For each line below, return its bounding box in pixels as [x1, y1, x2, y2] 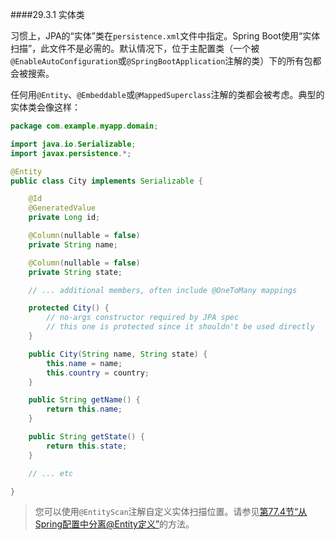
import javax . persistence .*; [10, 148, 132, 158]
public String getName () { [28, 395, 141, 405]
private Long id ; [28, 213, 101, 223]
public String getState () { [28, 432, 145, 442]
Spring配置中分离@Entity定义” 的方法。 [34, 518, 195, 530]
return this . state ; [46, 441, 128, 451]
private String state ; [28, 267, 123, 277]
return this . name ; [46, 404, 123, 415]
